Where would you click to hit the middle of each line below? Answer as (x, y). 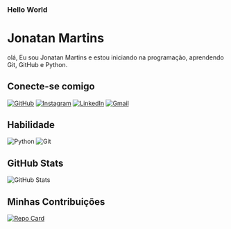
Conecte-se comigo (51, 87)
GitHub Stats (35, 163)
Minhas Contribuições (56, 202)
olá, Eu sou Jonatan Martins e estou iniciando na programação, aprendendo (115, 57)
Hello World (27, 10)
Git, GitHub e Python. (37, 64)
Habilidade (31, 125)
